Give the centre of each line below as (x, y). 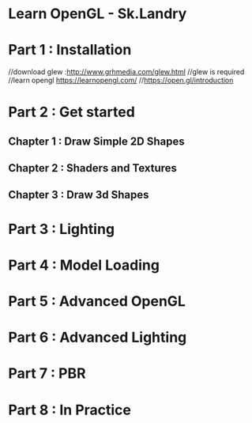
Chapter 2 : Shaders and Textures (93, 168)
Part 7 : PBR (47, 374)
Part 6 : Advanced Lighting (98, 338)
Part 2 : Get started (72, 112)
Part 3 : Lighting (62, 229)
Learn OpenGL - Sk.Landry (98, 14)
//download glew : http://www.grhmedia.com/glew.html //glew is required (126, 72)
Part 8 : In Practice (70, 410)
